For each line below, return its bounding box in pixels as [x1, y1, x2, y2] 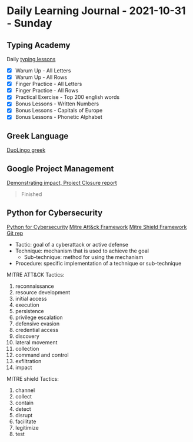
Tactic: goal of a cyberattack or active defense [15, 241, 129, 248]
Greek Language [6, 131, 69, 141]
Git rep [6, 230, 24, 237]
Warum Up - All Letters [15, 67, 71, 74]
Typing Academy [6, 40, 71, 50]
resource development [15, 288, 71, 295]
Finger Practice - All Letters [15, 81, 82, 88]
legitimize [15, 424, 39, 431]
